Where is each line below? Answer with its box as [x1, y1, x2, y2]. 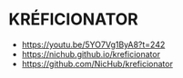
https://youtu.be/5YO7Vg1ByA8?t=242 [21, 39, 166, 50]
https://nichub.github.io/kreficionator [21, 48, 161, 59]
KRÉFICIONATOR [8, 9, 138, 30]
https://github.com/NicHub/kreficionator [21, 58, 174, 69]
